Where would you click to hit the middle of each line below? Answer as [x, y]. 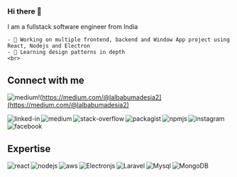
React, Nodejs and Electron [49, 46]
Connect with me [46, 80]
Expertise [29, 149]
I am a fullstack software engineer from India [73, 27]
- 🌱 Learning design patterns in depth [66, 53]
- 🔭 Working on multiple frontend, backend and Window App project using [119, 40]
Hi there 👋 [25, 11]
